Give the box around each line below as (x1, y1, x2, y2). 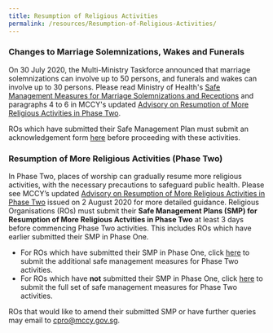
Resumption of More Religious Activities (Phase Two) (8, 152, 223, 164)
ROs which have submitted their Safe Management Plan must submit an (8, 124, 249, 134)
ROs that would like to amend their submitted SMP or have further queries (8, 307, 257, 317)
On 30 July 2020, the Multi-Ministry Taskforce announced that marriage (8, 64, 251, 74)
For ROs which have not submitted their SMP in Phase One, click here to (20, 274, 263, 283)
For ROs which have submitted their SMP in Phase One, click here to (20, 248, 250, 257)
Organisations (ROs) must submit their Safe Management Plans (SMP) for (8, 206, 258, 216)
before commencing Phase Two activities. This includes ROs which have (8, 223, 252, 233)
